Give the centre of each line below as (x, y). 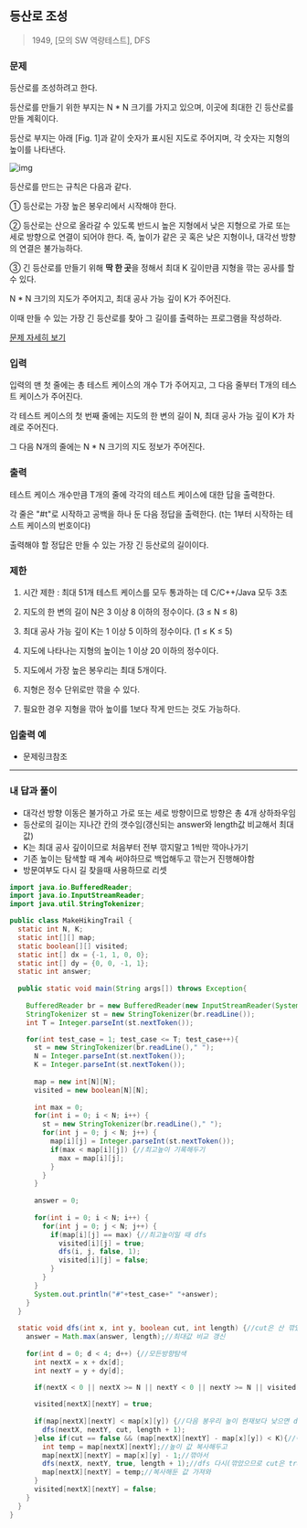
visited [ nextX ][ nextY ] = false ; (95, 1490)
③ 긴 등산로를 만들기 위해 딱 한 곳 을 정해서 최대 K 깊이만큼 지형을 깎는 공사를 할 (152, 268)
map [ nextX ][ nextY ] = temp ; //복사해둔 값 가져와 (127, 1472)
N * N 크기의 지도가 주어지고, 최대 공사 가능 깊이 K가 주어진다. (120, 299)
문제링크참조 (45, 756)
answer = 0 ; (56, 1201)
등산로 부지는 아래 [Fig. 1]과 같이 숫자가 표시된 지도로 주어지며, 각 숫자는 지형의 (150, 138)
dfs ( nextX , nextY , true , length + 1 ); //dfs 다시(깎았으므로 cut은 (164, 1464)
